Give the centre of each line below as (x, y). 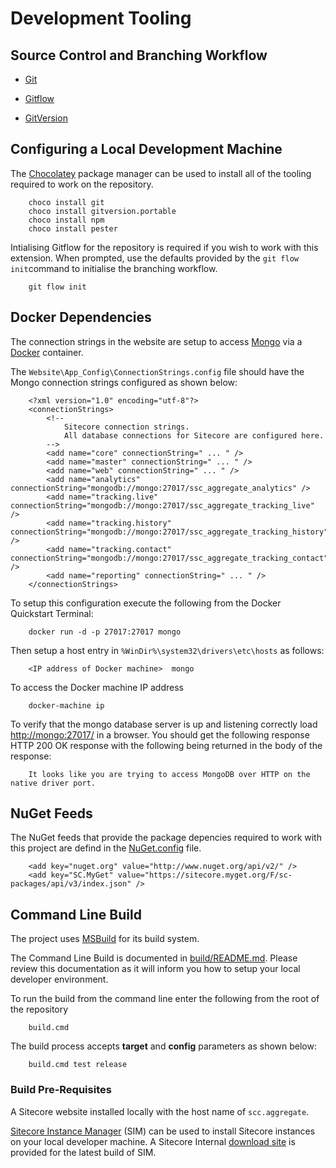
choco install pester (73, 228)
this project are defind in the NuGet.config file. (106, 848)
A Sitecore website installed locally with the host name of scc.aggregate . (160, 1111)
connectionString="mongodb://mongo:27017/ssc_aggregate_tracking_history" (169, 532)
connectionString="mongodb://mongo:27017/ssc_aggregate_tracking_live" (162, 505)
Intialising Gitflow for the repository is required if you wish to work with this (164, 247)
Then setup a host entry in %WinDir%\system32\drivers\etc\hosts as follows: (167, 650)
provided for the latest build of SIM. (83, 1152)
